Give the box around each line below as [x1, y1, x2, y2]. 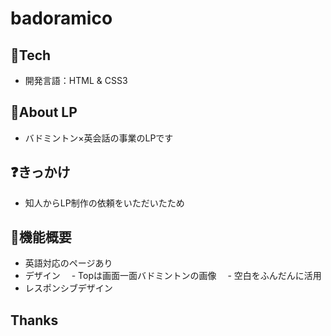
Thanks [10, 312, 59, 329]
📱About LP [10, 104, 78, 121]
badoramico [10, 7, 113, 30]
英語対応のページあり [24, 257, 113, 269]
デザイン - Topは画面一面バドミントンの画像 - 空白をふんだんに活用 [24, 270, 322, 282]
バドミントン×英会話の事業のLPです [24, 132, 174, 144]
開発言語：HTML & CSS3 [24, 75, 128, 86]
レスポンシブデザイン [24, 282, 113, 294]
